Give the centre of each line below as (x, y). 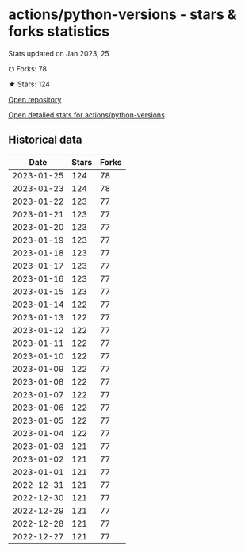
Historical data (45, 140)
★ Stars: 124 (29, 84)
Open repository (35, 99)
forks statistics (59, 31)
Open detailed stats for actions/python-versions (86, 115)
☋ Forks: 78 (28, 68)
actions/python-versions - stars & (122, 15)
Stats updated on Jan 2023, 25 (59, 53)
